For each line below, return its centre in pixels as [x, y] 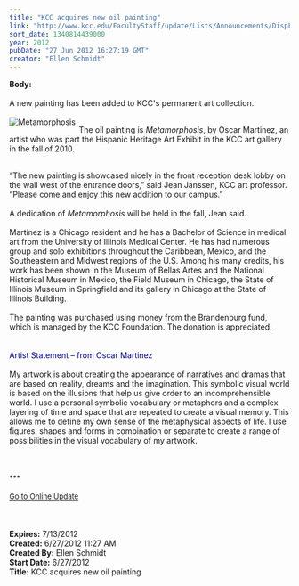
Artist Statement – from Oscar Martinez [81, 355]
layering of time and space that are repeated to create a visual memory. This [149, 412]
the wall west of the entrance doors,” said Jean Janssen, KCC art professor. [148, 185]
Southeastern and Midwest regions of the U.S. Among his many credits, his [147, 260]
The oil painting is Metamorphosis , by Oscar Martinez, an [184, 130]
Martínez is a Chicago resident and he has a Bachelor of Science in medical [148, 232]
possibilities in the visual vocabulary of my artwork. [103, 440]
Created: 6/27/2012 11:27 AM [63, 543]
